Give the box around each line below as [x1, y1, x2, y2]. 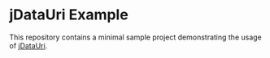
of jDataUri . [9, 40, 48, 50]
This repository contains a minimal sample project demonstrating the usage [9, 32, 263, 42]
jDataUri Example [9, 6, 128, 24]
